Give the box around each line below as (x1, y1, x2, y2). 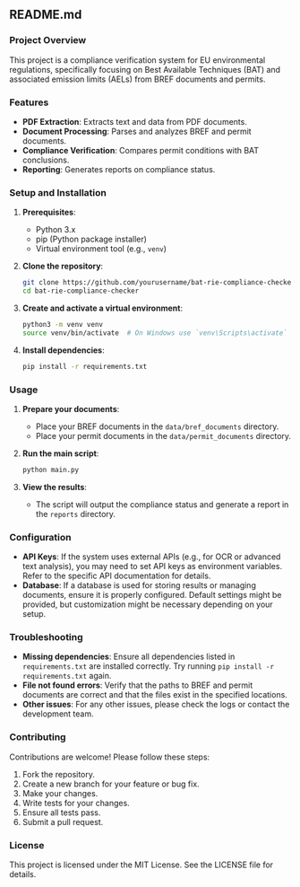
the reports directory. (35, 508, 116, 519)
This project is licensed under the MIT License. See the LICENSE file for (9, 859, 274, 870)
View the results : (21, 481, 88, 492)
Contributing (9, 731, 66, 743)
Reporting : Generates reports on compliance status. (21, 163, 216, 174)
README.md (9, 7, 82, 22)
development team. (21, 708, 94, 719)
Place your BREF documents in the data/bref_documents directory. (35, 421, 279, 432)
